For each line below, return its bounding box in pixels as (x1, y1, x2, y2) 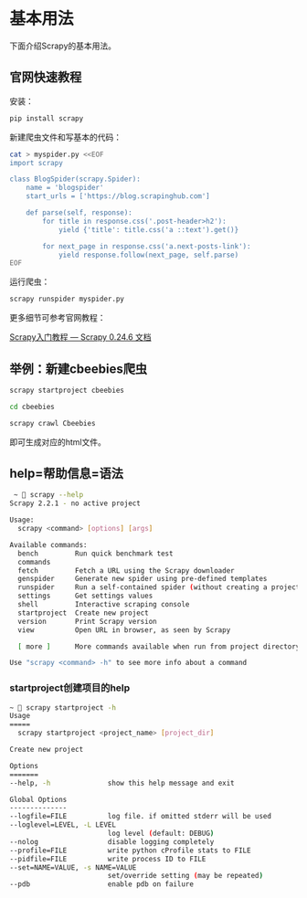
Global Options (9, 795, 68, 804)
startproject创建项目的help (9, 681, 131, 694)
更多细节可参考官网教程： (9, 312, 106, 323)
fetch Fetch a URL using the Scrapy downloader (17, 565, 235, 576)
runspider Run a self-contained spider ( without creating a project (17, 583, 301, 592)
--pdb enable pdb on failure (9, 880, 195, 889)
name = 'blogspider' (26, 184, 104, 193)
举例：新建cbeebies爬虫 (9, 361, 148, 376)
